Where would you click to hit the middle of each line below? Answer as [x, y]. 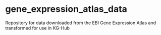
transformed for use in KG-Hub [37, 28]
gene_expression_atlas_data [66, 9]
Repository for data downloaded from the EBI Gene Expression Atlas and [81, 23]
